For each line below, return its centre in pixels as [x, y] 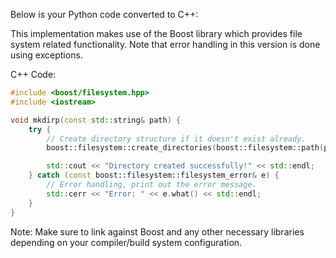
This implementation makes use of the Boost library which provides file [156, 33]
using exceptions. [46, 55]
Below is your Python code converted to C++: [104, 14]
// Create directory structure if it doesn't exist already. [176, 139]
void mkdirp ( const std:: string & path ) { [96, 120]
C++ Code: [33, 74]
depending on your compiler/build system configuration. [126, 242]
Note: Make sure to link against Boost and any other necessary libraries [157, 231]
